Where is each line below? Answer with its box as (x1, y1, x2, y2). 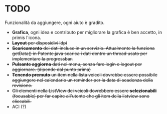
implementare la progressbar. (12, 55, 73, 61)
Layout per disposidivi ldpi (12, 39, 67, 45)
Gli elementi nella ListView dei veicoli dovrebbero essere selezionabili (12, 87, 157, 93)
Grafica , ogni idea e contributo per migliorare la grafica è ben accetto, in (12, 29, 162, 35)
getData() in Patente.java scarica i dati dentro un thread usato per (12, 50, 147, 56)
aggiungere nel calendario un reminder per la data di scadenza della (12, 77, 153, 83)
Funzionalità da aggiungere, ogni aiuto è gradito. (5, 19, 105, 25)
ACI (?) (12, 103, 27, 109)
